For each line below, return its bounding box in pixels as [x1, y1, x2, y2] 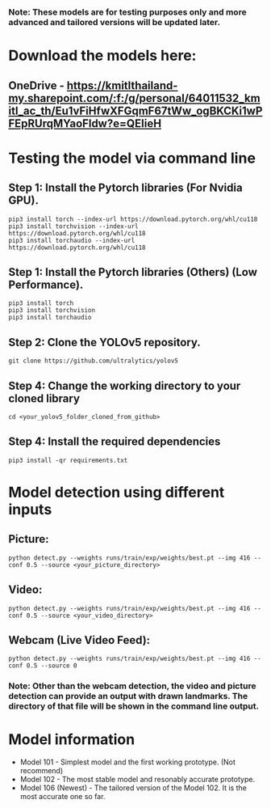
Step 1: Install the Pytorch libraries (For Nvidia [8, 181, 244, 195]
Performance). [8, 277, 84, 291]
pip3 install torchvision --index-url [8, 222, 139, 231]
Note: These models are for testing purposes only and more [8, 6, 248, 18]
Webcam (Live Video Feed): [8, 633, 151, 647]
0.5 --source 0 [26, 662, 78, 670]
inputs [8, 500, 52, 518]
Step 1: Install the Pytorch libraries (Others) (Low [8, 265, 258, 279]
